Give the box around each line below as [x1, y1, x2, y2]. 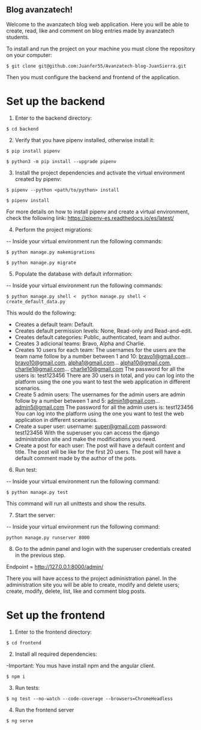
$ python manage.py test [6, 489, 68, 495]
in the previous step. [14, 551, 66, 559]
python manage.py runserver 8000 [6, 535, 90, 541]
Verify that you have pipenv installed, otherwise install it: [14, 136, 155, 143]
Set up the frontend [6, 608, 105, 622]
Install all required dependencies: [14, 650, 97, 657]
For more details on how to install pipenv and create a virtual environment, [6, 208, 190, 215]
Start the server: [14, 511, 56, 518]
